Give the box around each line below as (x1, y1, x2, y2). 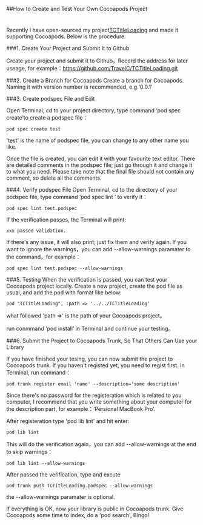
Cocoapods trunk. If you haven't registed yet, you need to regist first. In (6, 362, 185, 369)
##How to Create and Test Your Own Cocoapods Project (6, 5, 148, 12)
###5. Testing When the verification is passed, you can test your (6, 276, 168, 283)
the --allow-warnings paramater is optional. (6, 493, 115, 501)
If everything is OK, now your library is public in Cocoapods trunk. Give (6, 505, 184, 512)
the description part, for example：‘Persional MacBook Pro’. (6, 405, 156, 413)
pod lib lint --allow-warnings (6, 461, 85, 467)
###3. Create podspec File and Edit (6, 95, 95, 103)
